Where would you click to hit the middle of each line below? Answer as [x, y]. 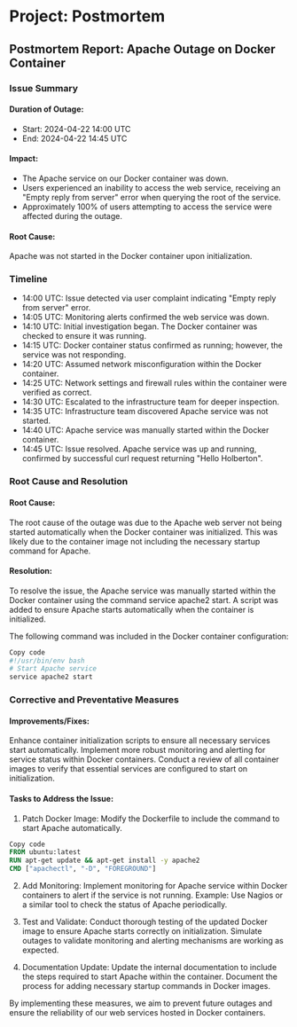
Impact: [23, 159]
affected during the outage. [72, 216]
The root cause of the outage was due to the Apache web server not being [145, 522]
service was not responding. [74, 355]
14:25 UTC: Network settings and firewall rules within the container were [154, 383]
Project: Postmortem [87, 16]
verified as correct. [57, 393]
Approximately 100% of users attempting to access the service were [147, 207]
